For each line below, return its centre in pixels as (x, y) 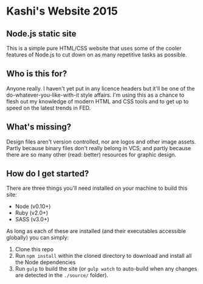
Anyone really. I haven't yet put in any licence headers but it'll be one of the (101, 88)
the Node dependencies (45, 262)
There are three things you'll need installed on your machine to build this (97, 188)
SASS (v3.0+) (32, 220)
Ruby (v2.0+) (32, 213)
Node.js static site (41, 34)
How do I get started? (48, 174)
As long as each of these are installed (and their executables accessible (96, 231)
